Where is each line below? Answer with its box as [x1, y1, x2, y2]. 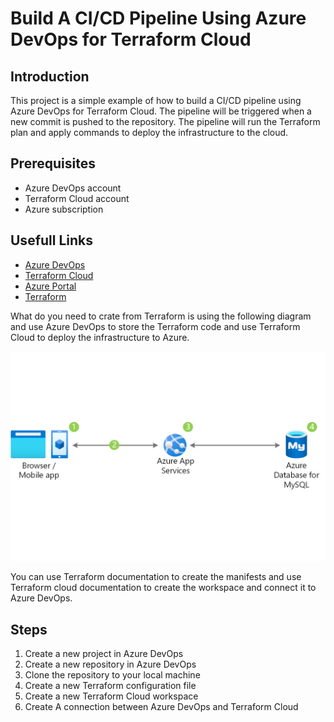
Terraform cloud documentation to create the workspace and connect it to [10, 582, 317, 594]
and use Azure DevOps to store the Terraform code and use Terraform [10, 320, 301, 332]
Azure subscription [24, 203, 104, 215]
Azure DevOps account [24, 182, 122, 194]
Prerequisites [10, 155, 96, 172]
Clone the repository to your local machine [24, 669, 201, 681]
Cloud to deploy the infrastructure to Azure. [10, 331, 190, 343]
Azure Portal [24, 280, 77, 292]
